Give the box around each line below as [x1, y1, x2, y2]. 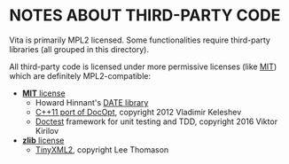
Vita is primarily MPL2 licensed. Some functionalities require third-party [9, 35, 270, 45]
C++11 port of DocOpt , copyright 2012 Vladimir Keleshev [35, 106, 242, 117]
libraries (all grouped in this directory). [9, 43, 149, 54]
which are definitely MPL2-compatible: [9, 70, 152, 81]
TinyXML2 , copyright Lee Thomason [35, 144, 169, 155]
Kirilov [35, 125, 59, 136]
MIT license [21, 88, 66, 98]
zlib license [21, 135, 65, 145]
